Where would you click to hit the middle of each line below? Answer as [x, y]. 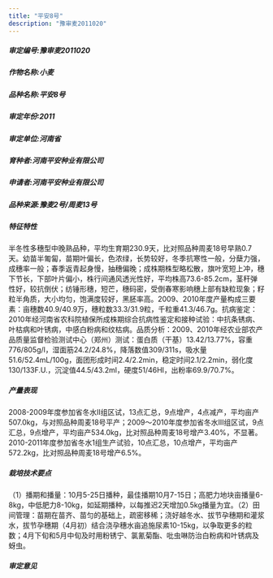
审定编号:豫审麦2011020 [50, 50]
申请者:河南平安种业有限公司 [56, 183]
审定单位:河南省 [35, 138]
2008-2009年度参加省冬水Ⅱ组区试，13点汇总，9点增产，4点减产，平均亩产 [134, 412]
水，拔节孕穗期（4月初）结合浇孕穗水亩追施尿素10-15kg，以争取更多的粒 [130, 525]
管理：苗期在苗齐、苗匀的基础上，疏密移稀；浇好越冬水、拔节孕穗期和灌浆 [140, 515]
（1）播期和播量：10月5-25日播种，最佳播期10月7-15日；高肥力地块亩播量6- [136, 495]
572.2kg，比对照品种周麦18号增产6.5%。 [77, 453]
